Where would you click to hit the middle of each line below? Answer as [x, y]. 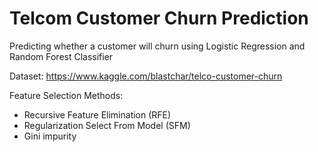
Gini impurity [50, 136]
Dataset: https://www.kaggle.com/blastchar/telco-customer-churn [146, 76]
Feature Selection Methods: [66, 95]
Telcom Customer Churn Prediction [159, 18]
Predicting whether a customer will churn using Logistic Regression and [157, 46]
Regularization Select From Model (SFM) [107, 125]
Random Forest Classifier [61, 56]
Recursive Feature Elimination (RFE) [97, 114]
